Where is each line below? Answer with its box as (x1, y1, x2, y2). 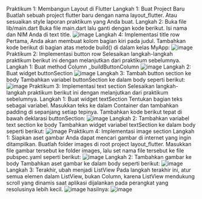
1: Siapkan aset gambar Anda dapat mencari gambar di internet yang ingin (6, 134, 192, 141)
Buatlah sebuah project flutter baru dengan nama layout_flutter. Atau (6, 12, 177, 19)
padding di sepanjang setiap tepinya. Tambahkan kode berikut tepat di (6, 109, 183, 115)
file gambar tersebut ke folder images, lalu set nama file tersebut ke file (6, 147, 184, 154)
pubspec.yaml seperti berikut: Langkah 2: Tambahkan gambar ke (6, 153, 192, 160)
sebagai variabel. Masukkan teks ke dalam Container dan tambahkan (6, 102, 179, 109)
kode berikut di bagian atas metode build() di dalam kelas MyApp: (6, 44, 170, 51)
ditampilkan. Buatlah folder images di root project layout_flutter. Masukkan (6, 141, 192, 147)
